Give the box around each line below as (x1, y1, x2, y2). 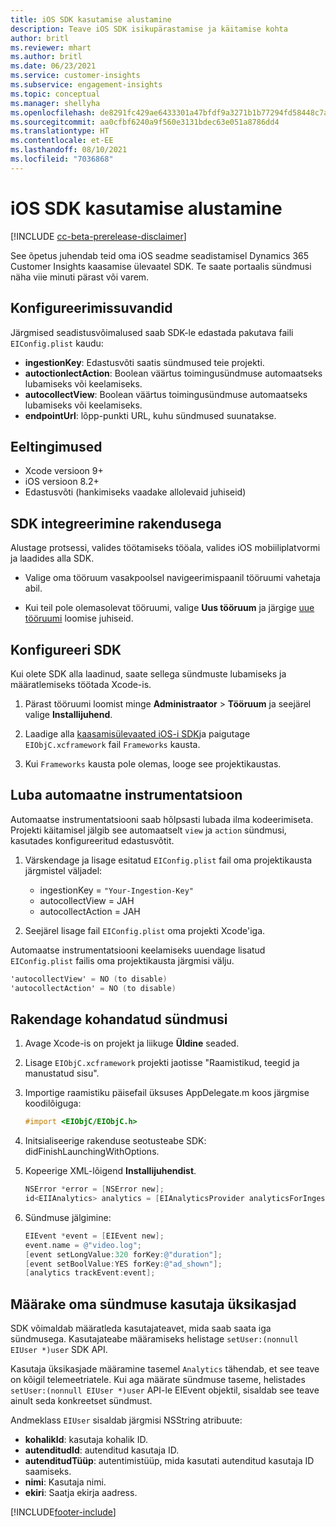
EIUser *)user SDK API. (10, 1344, 108, 1356)
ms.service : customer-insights (10, 71, 141, 81)
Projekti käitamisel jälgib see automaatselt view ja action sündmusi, (10, 824, 287, 836)
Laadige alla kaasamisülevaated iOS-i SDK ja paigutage (24, 727, 251, 740)
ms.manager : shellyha (10, 98, 101, 108)
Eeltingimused (10, 438, 103, 455)
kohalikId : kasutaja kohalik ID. (24, 1434, 148, 1446)
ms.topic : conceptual (10, 89, 101, 99)
